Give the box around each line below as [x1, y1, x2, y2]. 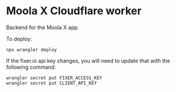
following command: [6, 64, 56, 71]
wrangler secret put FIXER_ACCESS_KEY [6, 75, 102, 81]
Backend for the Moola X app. [6, 24, 79, 31]
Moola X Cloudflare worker [6, 4, 142, 18]
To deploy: [6, 35, 32, 42]
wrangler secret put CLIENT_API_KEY [6, 80, 97, 86]
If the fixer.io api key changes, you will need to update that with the [6, 57, 171, 64]
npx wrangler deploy [6, 46, 58, 53]
